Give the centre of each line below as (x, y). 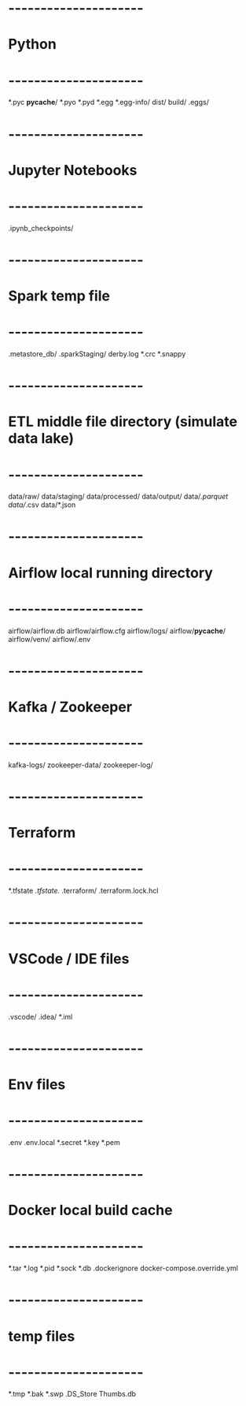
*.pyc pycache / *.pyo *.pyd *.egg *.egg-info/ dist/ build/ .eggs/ (109, 103)
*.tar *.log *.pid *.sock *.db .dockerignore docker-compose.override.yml (123, 1268)
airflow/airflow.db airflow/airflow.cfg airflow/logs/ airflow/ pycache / (117, 631)
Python (32, 45)
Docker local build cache (90, 1210)
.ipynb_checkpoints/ (41, 228)
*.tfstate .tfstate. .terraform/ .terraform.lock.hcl (83, 891)
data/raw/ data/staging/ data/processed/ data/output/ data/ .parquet (118, 497)
